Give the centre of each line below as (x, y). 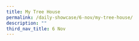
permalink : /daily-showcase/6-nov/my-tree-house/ (70, 17)
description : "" (26, 23)
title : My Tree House (33, 12)
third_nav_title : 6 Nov (36, 29)
